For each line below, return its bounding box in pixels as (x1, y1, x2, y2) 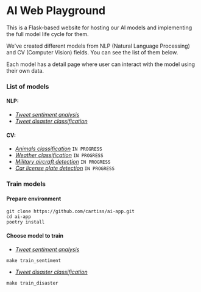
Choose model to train (6, 232, 64, 239)
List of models (6, 82, 49, 90)
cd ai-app (6, 214, 32, 220)
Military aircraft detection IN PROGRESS (15, 158, 111, 166)
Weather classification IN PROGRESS (15, 151, 104, 159)
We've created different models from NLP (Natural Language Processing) (6, 42, 190, 49)
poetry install (6, 219, 45, 225)
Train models (6, 180, 46, 188)
